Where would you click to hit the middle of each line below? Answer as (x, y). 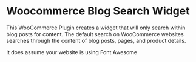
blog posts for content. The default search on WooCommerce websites (95, 34)
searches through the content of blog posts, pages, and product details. (96, 40)
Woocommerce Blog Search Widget (98, 11)
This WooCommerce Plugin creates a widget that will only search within (96, 28)
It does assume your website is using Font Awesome (72, 52)
